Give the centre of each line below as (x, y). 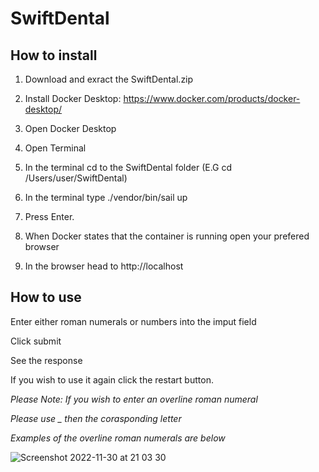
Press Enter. (49, 216)
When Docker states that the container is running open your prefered (167, 236)
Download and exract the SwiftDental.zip (109, 79)
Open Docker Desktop (70, 128)
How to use (46, 297)
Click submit (36, 341)
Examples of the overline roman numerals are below (118, 438)
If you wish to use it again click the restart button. (112, 379)
